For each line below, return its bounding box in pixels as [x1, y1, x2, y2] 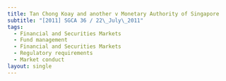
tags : [7, 23, 23, 30]
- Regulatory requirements [13, 50, 93, 57]
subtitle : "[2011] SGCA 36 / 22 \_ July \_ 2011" [7, 17, 143, 24]
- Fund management [13, 37, 69, 44]
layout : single [7, 63, 52, 70]
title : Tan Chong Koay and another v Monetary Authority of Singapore [7, 10, 220, 18]
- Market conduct [13, 56, 65, 63]
